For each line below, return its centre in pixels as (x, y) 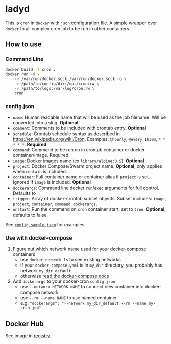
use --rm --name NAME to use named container (69, 298)
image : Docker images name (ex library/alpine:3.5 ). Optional (78, 161)
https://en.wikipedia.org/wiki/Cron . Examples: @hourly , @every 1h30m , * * (89, 139)
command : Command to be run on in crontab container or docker (79, 150)
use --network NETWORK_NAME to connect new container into (82, 287)
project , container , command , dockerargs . (55, 204)
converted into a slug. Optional (45, 123)
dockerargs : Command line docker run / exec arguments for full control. (86, 188)
